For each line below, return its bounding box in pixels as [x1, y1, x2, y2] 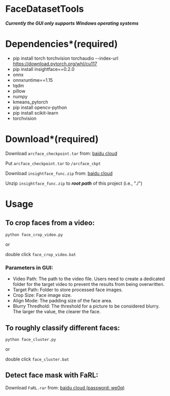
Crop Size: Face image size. [12, 292, 72, 298]
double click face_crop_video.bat [5, 251, 76, 257]
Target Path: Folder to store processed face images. [12, 286, 123, 293]
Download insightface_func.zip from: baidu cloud [5, 170, 113, 176]
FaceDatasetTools [5, 3, 84, 15]
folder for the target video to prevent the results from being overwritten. [12, 281, 165, 287]
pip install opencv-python [12, 104, 67, 111]
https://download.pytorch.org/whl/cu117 [12, 60, 98, 67]
